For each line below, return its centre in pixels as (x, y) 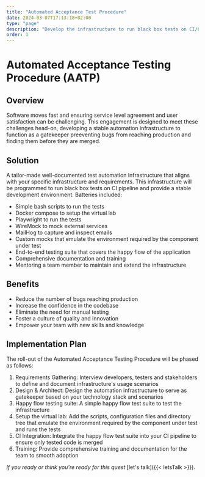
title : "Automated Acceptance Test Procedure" (67, 12)
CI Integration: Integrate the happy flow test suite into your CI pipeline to (106, 435)
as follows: (20, 365)
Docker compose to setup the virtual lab (66, 213)
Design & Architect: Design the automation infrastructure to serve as (101, 390)
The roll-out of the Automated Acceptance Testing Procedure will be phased (102, 359)
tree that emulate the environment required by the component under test (106, 423)
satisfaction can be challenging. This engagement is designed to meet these (102, 122)
